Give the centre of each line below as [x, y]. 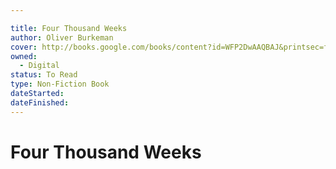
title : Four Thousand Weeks [69, 28]
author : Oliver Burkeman [62, 37]
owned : [24, 56]
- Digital [39, 66]
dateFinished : [40, 102]
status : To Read [44, 75]
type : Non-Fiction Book [60, 84]
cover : [24, 47]
